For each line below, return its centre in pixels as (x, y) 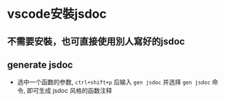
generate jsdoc (40, 64)
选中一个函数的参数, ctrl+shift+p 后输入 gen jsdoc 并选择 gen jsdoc (114, 82)
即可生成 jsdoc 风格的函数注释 (69, 91)
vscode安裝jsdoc (57, 14)
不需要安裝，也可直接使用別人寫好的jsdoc (96, 41)
